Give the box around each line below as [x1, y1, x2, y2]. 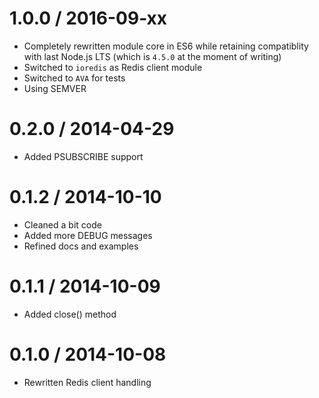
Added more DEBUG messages [23, 229, 153, 241]
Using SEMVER [23, 82, 87, 94]
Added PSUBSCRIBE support [23, 150, 144, 162]
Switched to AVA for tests [23, 72, 126, 84]
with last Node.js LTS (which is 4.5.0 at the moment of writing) [23, 50, 282, 62]
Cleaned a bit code [23, 218, 102, 231]
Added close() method [23, 308, 117, 320]
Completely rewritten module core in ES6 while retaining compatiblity [23, 40, 309, 52]
